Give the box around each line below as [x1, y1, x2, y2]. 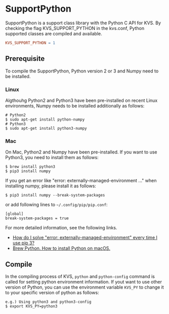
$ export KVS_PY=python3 [5, 304, 58, 309]
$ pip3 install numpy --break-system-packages [5, 193, 105, 198]
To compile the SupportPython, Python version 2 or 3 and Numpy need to [5, 68, 159, 74]
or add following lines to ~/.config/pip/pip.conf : [5, 202, 108, 208]
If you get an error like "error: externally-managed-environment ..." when [5, 178, 157, 184]
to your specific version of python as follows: [5, 290, 100, 296]
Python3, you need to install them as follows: [5, 154, 99, 161]
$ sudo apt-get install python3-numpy [5, 126, 87, 131]
